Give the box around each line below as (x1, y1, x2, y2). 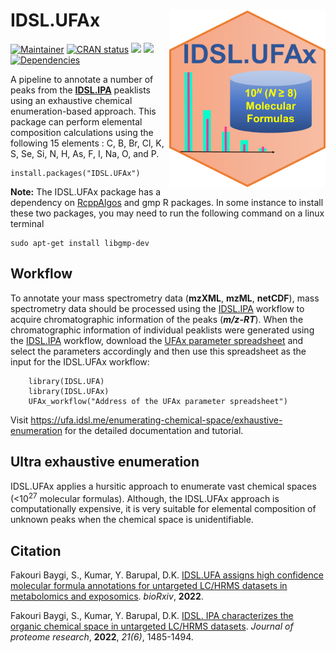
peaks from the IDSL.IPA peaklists (10, 84, 151, 96)
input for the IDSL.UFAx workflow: (10, 355, 150, 368)
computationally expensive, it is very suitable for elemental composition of (10, 503, 317, 515)
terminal (10, 217, 45, 229)
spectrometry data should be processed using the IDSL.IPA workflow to (10, 302, 305, 314)
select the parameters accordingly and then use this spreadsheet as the (10, 345, 307, 357)
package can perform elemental (10, 115, 143, 128)
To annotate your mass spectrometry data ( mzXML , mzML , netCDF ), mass (10, 292, 320, 304)
